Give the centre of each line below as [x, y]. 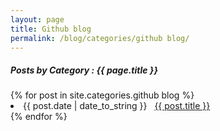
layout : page [37, 19]
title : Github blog [51, 29]
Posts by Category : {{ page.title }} [84, 70]
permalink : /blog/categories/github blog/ [100, 38]
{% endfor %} [39, 117]
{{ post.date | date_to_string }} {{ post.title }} [117, 106]
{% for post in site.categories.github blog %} [102, 95]
